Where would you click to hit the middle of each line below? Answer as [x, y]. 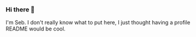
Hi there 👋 [20, 10]
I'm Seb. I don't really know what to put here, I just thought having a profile [98, 23]
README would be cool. [35, 29]
